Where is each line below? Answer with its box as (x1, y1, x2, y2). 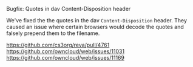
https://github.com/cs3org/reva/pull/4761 (6, 42, 110, 48)
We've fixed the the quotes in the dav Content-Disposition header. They (6, 17, 187, 24)
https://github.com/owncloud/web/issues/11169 (6, 54, 124, 61)
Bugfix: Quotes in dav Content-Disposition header (6, 5, 131, 12)
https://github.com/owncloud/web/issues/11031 (6, 48, 125, 55)
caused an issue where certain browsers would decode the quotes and (6, 24, 184, 30)
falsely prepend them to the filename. (6, 30, 100, 37)
